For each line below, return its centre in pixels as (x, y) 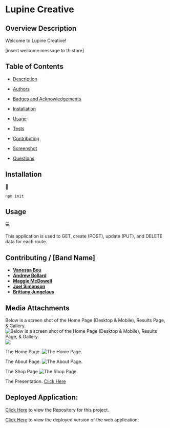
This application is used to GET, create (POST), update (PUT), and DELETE (84, 236)
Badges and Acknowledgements (47, 99)
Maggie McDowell (32, 281)
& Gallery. (15, 326)
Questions (24, 158)
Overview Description (41, 28)
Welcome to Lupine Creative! (36, 40)
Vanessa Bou (27, 270)
